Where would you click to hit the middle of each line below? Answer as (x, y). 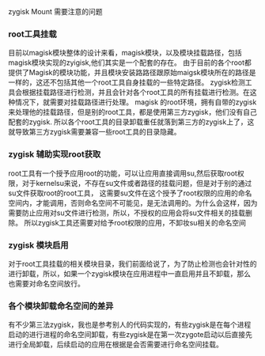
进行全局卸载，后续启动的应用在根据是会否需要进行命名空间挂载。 (115, 345)
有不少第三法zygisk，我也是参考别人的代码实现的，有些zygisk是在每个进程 (130, 325)
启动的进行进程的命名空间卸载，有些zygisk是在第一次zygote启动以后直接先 (131, 335)
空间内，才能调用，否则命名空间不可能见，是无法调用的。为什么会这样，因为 (133, 203)
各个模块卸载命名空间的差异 (61, 305)
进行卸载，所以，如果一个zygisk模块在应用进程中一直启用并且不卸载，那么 (130, 273)
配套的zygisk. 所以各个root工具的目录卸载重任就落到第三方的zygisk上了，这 (131, 122)
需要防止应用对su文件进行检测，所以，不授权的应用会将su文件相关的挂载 (127, 213)
